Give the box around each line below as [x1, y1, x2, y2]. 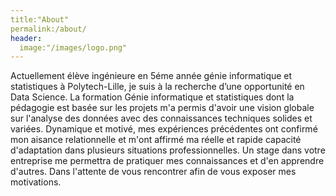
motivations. [10, 176, 62, 188]
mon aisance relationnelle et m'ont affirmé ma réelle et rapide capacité [10, 134, 302, 146]
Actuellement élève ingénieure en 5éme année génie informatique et [10, 70, 293, 82]
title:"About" [10, 14, 70, 25]
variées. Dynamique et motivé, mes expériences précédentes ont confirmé [10, 123, 318, 135]
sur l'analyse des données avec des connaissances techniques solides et [10, 112, 313, 125]
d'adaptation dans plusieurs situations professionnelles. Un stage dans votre [10, 144, 326, 156]
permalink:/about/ [10, 24, 87, 34]
